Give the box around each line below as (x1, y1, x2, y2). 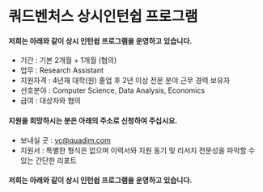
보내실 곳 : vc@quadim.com (19, 135, 111, 145)
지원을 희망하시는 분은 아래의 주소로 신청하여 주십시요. (8, 115, 178, 125)
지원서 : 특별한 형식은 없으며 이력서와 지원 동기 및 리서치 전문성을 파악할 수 (19, 145, 256, 155)
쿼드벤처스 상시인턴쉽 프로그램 (8, 7, 198, 26)
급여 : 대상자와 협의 (19, 96, 81, 106)
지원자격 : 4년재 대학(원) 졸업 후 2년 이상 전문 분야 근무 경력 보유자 (19, 76, 231, 86)
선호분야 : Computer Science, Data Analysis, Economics (19, 86, 205, 95)
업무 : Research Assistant (19, 65, 104, 75)
